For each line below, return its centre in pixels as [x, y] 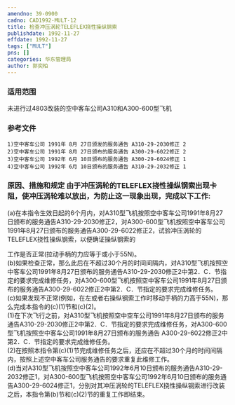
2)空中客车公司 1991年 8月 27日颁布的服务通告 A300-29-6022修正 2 [97, 152]
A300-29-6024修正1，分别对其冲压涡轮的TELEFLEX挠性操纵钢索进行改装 [119, 385]
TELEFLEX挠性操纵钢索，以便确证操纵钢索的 [71, 239]
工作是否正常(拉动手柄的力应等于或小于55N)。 [74, 254]
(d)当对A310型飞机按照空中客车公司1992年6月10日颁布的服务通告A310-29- [115, 368]
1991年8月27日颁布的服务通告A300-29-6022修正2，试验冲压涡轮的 [105, 230]
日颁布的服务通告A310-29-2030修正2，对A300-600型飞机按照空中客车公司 [116, 221]
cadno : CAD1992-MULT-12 [42, 20]
